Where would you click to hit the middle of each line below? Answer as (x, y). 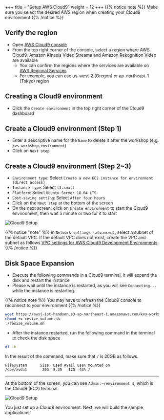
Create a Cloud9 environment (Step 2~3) (68, 166)
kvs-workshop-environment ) (39, 146)
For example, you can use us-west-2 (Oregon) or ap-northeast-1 (84, 76)
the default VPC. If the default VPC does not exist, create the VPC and (75, 238)
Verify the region (31, 33)
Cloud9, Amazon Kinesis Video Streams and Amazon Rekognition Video (84, 55)
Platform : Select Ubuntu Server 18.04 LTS (54, 193)
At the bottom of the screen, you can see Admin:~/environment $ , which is (79, 383)
